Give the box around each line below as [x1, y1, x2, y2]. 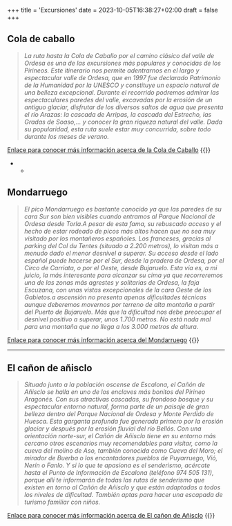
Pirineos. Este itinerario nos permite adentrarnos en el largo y [23, 66, 200, 75]
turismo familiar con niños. [23, 498, 101, 507]
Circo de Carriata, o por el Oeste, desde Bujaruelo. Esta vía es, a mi [23, 263, 217, 272]
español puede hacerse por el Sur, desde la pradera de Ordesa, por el [23, 256, 224, 265]
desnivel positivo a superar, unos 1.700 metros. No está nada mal [23, 314, 211, 323]
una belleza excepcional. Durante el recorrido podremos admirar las [23, 88, 220, 96]
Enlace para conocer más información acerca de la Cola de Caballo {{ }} [7, 145, 211, 154]
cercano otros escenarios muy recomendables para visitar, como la [23, 439, 217, 448]
